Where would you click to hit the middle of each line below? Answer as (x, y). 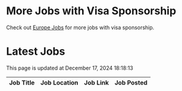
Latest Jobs (36, 51)
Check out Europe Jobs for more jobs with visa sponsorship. (80, 27)
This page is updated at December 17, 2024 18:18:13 (70, 68)
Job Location (59, 83)
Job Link (96, 83)
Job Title (22, 83)
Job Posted (131, 83)
